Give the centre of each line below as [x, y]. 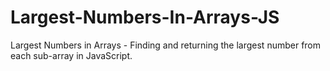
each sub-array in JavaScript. [71, 55]
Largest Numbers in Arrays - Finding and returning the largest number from [166, 45]
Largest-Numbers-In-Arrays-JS [145, 17]
